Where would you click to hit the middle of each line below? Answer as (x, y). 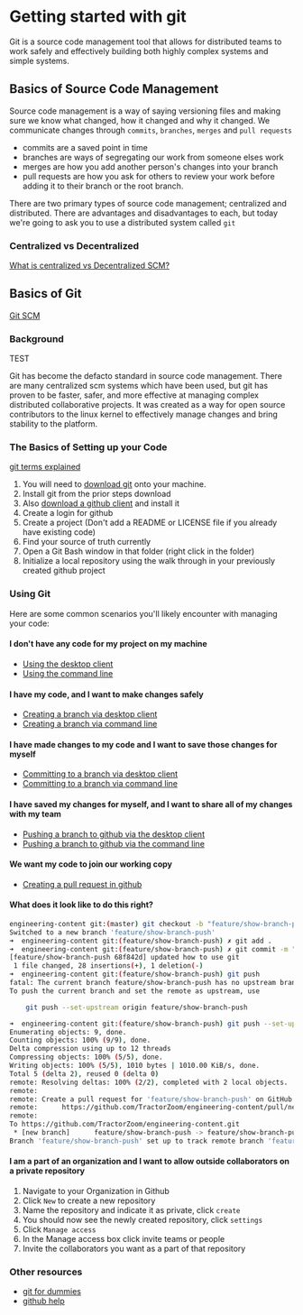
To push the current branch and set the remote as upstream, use (134, 991)
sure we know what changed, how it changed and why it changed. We (140, 120)
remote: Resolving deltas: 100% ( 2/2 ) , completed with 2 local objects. (149, 1082)
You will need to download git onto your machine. (114, 484)
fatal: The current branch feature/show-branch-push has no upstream (143, 983)
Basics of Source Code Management (114, 89)
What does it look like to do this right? (81, 905)
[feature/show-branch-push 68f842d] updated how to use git (125, 958)
